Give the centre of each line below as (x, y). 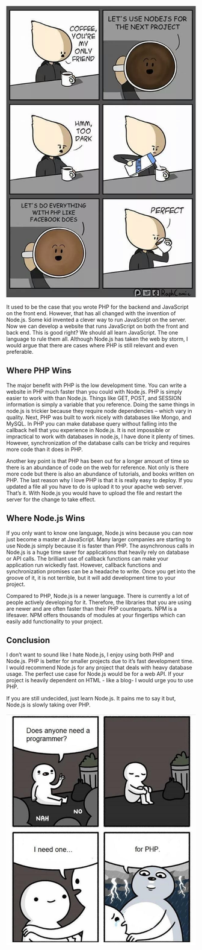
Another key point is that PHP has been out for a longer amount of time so (98, 461)
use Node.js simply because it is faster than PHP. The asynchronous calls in (100, 546)
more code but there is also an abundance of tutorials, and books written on (100, 474)
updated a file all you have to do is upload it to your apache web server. (95, 486)
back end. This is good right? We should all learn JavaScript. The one (92, 332)
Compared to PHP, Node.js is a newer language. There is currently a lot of (98, 596)
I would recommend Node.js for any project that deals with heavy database (99, 668)
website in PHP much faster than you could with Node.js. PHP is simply (94, 391)
